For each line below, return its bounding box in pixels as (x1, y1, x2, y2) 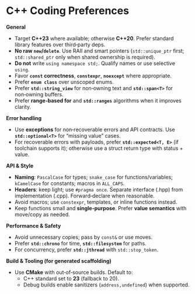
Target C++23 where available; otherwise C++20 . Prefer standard (14, 35, 174, 42)
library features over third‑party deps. (14, 41, 106, 48)
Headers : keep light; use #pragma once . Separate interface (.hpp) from (14, 186, 183, 193)
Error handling (6, 114, 42, 121)
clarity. (14, 103, 31, 110)
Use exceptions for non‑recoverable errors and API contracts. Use (14, 126, 175, 133)
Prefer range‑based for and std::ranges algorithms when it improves (14, 97, 182, 104)
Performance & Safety (6, 222, 61, 229)
